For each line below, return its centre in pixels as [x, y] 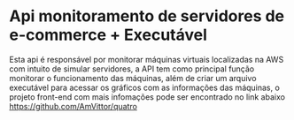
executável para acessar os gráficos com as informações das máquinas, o [145, 87]
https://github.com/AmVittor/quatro [73, 106]
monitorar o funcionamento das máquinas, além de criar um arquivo [133, 78]
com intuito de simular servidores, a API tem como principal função [132, 69]
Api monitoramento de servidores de [147, 16]
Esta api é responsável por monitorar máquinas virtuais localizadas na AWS [147, 59]
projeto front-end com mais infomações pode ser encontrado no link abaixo [147, 97]
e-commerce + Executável [108, 35]
